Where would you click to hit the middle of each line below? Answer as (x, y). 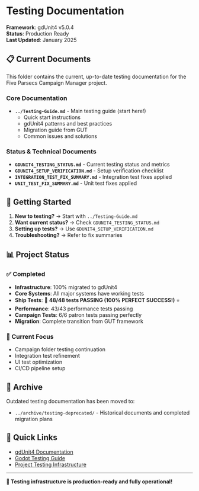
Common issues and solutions (60, 136)
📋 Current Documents (49, 60)
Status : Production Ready (38, 33)
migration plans (34, 419)
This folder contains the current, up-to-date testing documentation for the (96, 76)
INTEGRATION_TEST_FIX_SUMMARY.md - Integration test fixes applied (93, 177)
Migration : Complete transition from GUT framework (79, 321)
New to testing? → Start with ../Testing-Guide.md (76, 216)
